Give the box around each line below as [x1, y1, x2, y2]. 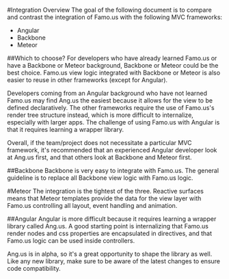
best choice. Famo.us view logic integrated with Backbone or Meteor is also [7, 68, 221, 77]
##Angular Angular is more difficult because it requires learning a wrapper [7, 215, 217, 223]
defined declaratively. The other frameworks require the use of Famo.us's [7, 104, 215, 111]
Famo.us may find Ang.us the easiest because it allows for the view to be [7, 96, 213, 105]
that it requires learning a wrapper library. [7, 126, 124, 133]
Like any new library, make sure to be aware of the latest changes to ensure [7, 257, 221, 265]
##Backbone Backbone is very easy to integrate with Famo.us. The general [7, 167, 219, 174]
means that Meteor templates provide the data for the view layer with [7, 194, 202, 202]
